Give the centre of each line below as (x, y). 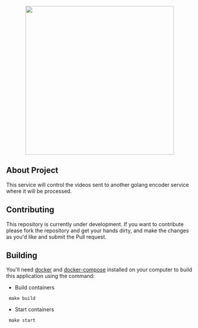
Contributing (30, 210)
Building (22, 256)
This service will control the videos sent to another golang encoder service (98, 185)
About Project (32, 171)
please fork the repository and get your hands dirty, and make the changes (98, 230)
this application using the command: (50, 276)
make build (22, 299)
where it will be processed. (39, 191)
